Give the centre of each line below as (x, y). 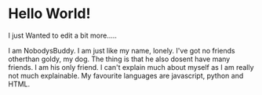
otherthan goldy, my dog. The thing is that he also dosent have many (119, 59)
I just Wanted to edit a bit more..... (63, 35)
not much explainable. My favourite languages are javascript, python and (126, 75)
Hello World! (49, 14)
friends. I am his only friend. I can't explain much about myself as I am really (131, 67)
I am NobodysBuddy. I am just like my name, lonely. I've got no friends (122, 50)
